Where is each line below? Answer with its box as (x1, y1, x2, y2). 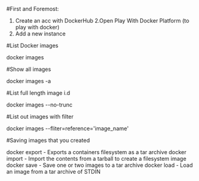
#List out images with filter (6, 113, 74, 120)
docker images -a (6, 78, 51, 84)
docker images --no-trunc (6, 101, 72, 108)
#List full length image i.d (6, 89, 71, 97)
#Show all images (6, 65, 51, 73)
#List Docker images (6, 42, 58, 49)
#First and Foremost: (6, 6, 60, 12)
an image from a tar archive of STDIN (6, 168, 101, 175)
